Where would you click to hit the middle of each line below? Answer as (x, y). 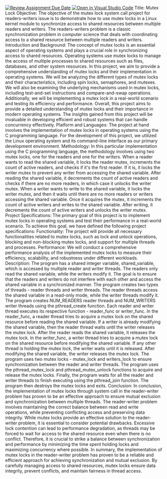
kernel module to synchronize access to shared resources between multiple (83, 24)
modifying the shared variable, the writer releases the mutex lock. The (77, 354)
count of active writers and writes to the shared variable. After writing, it (79, 205)
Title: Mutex (147, 8)
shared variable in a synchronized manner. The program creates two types (82, 285)
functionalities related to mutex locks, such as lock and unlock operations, (81, 236)
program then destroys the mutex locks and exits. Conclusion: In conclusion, (84, 386)
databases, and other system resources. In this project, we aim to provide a (83, 66)
